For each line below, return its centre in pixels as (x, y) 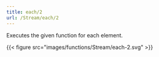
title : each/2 (25, 12)
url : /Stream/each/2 (33, 18)
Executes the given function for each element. (65, 35)
